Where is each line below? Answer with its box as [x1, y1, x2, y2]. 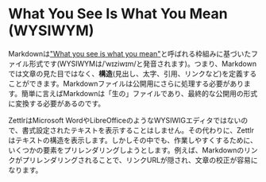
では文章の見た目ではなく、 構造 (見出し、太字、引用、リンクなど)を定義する [8, 68, 257, 78]
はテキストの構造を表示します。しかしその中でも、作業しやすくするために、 [8, 135, 258, 145]
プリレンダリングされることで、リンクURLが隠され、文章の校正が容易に [21, 155, 258, 165]
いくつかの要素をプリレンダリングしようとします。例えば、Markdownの [8, 145, 245, 155]
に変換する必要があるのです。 [8, 99, 106, 108]
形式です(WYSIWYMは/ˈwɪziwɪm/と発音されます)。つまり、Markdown [29, 59, 256, 68]
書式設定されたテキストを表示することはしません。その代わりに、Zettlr [21, 125, 254, 135]
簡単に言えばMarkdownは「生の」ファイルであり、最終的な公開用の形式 [21, 88, 258, 98]
